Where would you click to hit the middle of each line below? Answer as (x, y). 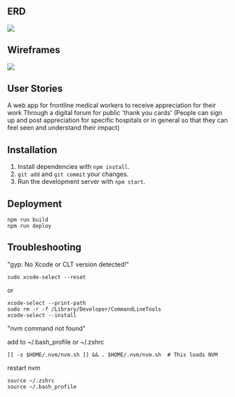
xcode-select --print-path (47, 303)
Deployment (35, 204)
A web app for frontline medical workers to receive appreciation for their (112, 105)
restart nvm (24, 368)
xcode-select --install (42, 315)
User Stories (35, 89)
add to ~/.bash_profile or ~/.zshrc (56, 342)
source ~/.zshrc (31, 381)
